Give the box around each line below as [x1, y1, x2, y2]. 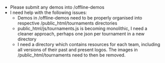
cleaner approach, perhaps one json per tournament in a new [17, 31, 145, 36]
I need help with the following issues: [10, 9, 87, 15]
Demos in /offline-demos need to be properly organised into [17, 15, 142, 20]
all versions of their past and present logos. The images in [17, 47, 138, 52]
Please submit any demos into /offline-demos [10, 4, 105, 10]
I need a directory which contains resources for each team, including [17, 41, 160, 47]
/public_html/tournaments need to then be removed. [17, 52, 126, 58]
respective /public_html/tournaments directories [17, 20, 117, 26]
